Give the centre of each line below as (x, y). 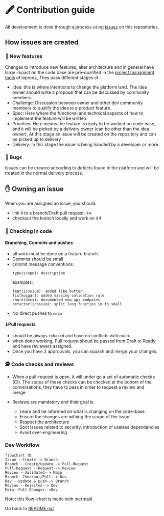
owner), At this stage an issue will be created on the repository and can (84, 134)
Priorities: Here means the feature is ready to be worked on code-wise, (84, 123)
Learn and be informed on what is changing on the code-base (82, 411)
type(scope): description (38, 273)
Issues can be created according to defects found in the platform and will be (82, 167)
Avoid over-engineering (43, 433)
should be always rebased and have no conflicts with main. (71, 336)
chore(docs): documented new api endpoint (56, 300)
